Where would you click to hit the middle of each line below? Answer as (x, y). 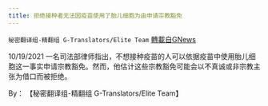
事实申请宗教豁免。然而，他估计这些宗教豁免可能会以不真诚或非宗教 (141, 66)
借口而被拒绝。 (47, 76)
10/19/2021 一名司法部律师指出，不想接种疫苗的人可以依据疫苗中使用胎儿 (129, 56)
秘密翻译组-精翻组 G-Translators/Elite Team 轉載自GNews (102, 39)
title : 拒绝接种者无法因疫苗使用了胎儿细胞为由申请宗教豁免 (95, 16)
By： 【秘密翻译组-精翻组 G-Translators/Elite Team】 (96, 93)
